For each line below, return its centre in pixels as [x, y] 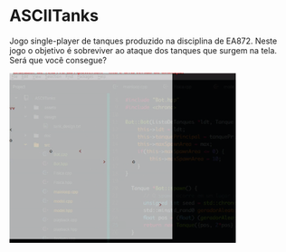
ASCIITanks [54, 16]
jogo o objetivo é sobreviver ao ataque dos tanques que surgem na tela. [143, 50]
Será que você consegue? [58, 60]
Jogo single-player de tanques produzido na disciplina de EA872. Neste [143, 41]
